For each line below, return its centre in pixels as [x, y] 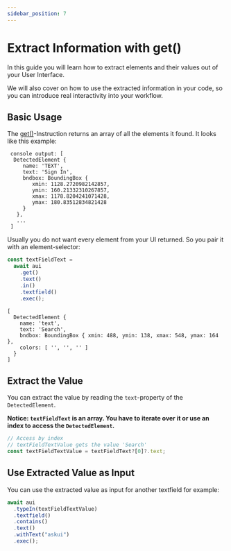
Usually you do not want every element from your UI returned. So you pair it [115, 239]
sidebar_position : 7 [37, 14]
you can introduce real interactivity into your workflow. [85, 95]
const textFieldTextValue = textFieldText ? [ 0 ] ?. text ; [87, 452]
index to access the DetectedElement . [61, 426]
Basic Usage [35, 117]
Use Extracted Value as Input [71, 473]
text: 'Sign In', [48, 172]
